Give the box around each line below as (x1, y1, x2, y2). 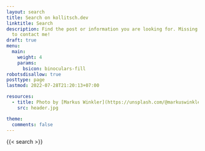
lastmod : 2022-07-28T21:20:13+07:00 (6, 83, 99, 89)
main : (12, 49, 26, 55)
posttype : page (6, 77, 45, 83)
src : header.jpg (17, 105, 59, 111)
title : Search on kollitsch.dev (6, 15, 88, 21)
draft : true (6, 37, 37, 43)
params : (17, 60, 37, 66)
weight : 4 (17, 54, 43, 60)
